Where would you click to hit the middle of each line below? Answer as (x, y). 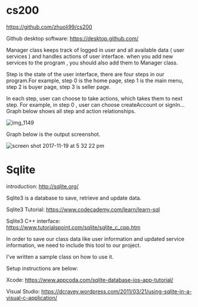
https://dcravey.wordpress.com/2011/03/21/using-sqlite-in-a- (117, 291)
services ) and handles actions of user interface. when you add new (90, 56)
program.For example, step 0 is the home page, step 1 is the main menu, (95, 80)
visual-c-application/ (32, 297)
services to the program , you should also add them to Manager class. (92, 63)
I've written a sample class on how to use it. (60, 256)
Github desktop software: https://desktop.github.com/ (72, 38)
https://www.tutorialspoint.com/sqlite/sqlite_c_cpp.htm (73, 227)
